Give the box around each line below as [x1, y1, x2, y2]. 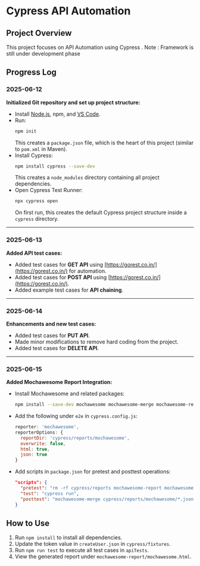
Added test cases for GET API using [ [14, 261, 107, 268]
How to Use [6, 518, 50, 528]
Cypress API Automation [6, 4, 131, 18]
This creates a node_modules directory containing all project [14, 174, 160, 181]
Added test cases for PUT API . [14, 332, 90, 339]
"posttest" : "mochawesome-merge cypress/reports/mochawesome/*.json [20, 496, 194, 502]
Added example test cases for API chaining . [14, 286, 124, 293]
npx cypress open [14, 198, 58, 204]
